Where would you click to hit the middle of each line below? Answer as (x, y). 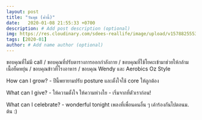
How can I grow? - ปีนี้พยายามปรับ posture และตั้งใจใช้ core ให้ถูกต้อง (83, 81)
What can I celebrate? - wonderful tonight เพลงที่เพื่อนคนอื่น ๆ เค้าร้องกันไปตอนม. (98, 104)
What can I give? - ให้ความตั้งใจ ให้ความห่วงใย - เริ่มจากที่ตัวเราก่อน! (79, 93)
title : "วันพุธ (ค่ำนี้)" (31, 17)
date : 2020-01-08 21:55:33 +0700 (51, 23)
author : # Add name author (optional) (55, 45)
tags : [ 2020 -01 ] (26, 39)
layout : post (23, 12)
